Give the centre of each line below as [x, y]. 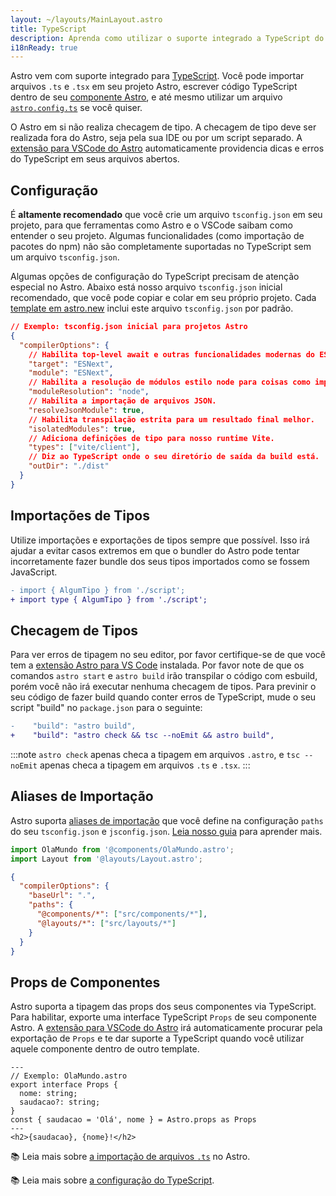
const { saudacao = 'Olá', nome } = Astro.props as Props [133, 1120]
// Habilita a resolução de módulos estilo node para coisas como [169, 382]
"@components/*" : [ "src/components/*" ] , [122, 914]
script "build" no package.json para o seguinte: [106, 708]
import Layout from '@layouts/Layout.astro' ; [106, 859]
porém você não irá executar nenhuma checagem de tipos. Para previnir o [163, 687]
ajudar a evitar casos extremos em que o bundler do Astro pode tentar [155, 550]
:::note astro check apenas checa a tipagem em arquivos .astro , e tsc [155, 754]
